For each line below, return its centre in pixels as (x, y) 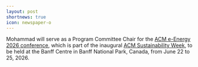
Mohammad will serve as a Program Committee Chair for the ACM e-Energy (98, 39)
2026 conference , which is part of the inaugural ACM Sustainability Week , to (99, 45)
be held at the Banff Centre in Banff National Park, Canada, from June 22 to (98, 52)
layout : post (22, 11)
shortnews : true (26, 17)
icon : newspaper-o (29, 22)
